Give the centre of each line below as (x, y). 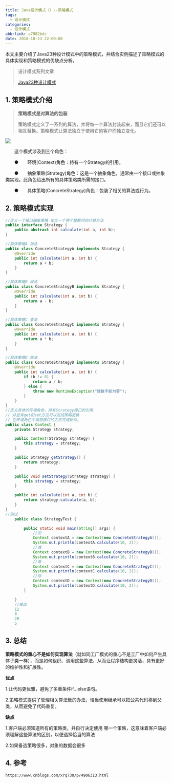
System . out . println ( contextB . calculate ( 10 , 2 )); (85, 557)
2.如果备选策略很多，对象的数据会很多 (46, 745)
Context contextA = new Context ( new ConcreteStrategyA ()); (97, 538)
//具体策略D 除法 (21, 358)
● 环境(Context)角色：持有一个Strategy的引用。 (69, 162)
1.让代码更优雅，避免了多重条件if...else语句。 (52, 688)
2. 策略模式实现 (29, 208)
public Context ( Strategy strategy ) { (55, 439)
